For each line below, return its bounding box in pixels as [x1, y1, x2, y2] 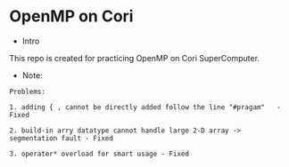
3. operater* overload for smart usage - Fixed [9, 149, 190, 158]
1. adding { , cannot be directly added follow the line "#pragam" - [9, 102, 281, 112]
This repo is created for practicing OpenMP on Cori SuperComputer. [9, 52, 260, 63]
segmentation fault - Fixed [9, 133, 114, 143]
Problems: [9, 87, 46, 96]
